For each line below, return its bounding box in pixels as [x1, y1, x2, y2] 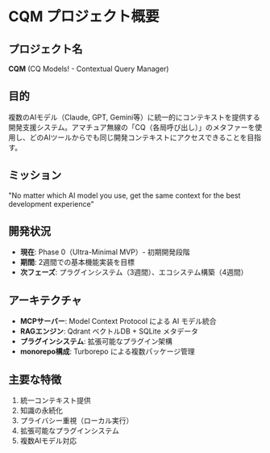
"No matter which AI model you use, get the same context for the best [8, 191, 241, 200]
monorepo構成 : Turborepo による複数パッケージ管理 [19, 346, 195, 356]
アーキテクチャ [8, 293, 82, 307]
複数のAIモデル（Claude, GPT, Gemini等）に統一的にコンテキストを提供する [8, 112, 260, 122]
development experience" [8, 199, 94, 208]
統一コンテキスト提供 [19, 396, 91, 405]
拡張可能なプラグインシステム [19, 426, 119, 436]
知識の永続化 [19, 405, 63, 416]
